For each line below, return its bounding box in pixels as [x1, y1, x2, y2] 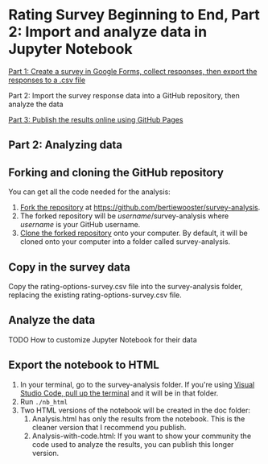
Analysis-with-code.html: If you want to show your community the [31, 431, 252, 441]
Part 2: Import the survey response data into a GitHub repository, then [8, 90, 240, 100]
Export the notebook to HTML [8, 358, 159, 372]
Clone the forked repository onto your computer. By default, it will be [19, 228, 248, 238]
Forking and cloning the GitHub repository [8, 165, 224, 179]
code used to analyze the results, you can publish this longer [31, 439, 234, 449]
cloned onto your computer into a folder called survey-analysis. [19, 237, 231, 246]
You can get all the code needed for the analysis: [8, 187, 171, 197]
